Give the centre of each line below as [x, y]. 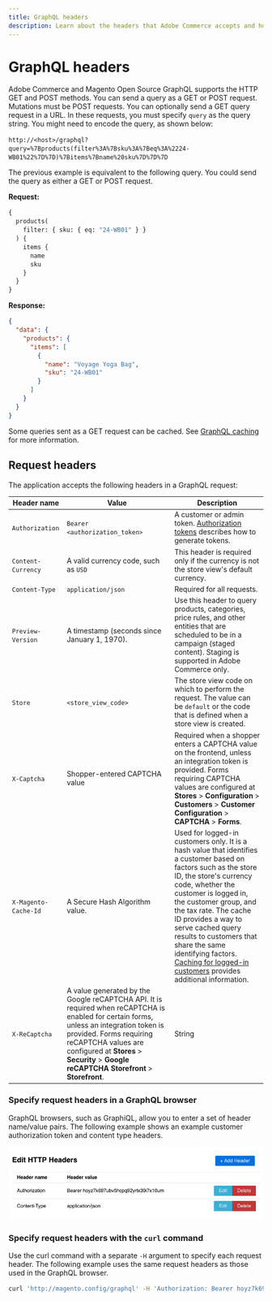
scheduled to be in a [208, 635]
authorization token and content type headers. [86, 1135]
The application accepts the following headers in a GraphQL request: [123, 485]
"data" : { [32, 330]
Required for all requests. [216, 589]
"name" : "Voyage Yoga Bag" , [91, 364]
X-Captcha [28, 779]
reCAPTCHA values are [105, 1042]
